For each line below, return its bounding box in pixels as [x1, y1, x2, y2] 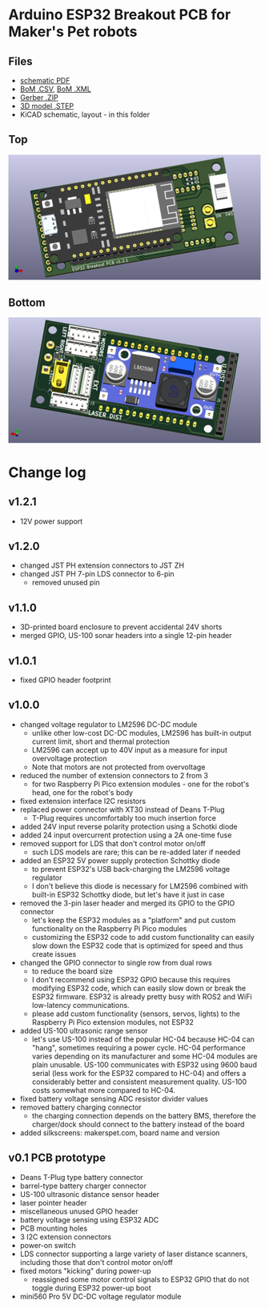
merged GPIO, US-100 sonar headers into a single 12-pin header [19, 631, 232, 640]
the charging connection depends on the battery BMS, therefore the [31, 1110, 256, 1120]
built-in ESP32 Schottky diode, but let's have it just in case [31, 889, 225, 899]
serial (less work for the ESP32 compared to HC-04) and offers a [31, 1068, 247, 1078]
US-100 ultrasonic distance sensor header [19, 1189, 160, 1199]
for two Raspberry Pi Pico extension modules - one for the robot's [31, 779, 250, 789]
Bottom [8, 295, 46, 309]
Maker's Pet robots [8, 22, 138, 41]
